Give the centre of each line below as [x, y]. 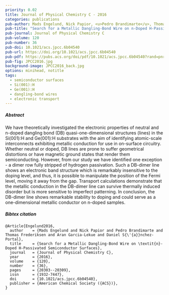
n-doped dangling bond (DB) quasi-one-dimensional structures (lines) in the [84, 133]
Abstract [15, 115]
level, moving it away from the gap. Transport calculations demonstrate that [83, 181]
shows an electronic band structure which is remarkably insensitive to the [81, 170]
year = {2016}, [31, 257]
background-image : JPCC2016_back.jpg [45, 66]
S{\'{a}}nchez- [138, 235]
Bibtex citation [21, 214]
